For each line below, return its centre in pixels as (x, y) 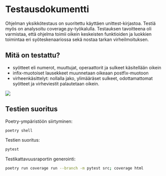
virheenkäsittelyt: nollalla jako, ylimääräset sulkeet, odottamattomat (82, 78)
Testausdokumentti (47, 9)
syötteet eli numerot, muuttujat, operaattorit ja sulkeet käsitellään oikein (87, 67)
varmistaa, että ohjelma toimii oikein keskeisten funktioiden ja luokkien (78, 34)
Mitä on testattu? (33, 55)
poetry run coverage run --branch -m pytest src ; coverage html (74, 168)
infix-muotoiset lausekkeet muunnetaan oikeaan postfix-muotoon (80, 73)
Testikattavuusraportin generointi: (40, 159)
